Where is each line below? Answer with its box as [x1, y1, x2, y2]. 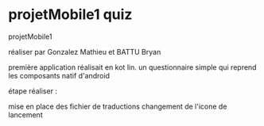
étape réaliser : [8, 86, 58, 96]
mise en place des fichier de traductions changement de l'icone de [8, 101, 227, 111]
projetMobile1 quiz [8, 6, 133, 24]
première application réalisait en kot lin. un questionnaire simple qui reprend [8, 62, 257, 72]
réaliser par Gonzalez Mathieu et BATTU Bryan [8, 47, 161, 56]
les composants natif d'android [8, 71, 110, 80]
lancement [8, 109, 43, 120]
